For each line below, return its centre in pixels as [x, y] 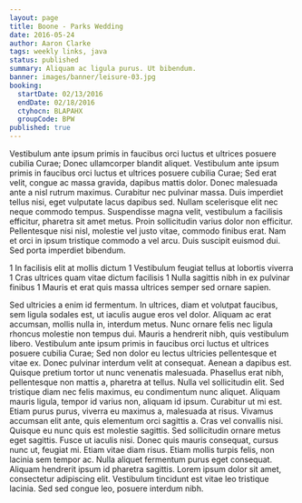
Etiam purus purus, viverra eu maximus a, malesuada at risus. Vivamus [141, 411]
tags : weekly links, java [58, 52]
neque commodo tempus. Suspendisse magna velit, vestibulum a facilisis [146, 211]
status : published [44, 60]
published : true [40, 128]
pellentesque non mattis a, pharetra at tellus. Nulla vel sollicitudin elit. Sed [147, 382]
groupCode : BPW [46, 119]
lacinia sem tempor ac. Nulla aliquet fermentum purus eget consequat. [141, 459]
